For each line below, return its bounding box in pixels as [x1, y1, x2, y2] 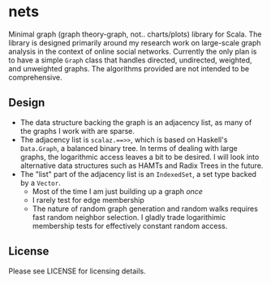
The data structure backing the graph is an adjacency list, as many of [19, 117, 252, 127]
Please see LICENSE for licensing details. [8, 266, 146, 276]
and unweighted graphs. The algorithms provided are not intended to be [8, 63, 250, 73]
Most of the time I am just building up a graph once [32, 186, 203, 196]
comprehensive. [8, 72, 62, 82]
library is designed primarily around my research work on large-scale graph [8, 37, 261, 47]
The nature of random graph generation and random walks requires [32, 204, 258, 213]
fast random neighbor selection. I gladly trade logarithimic [32, 212, 226, 222]
